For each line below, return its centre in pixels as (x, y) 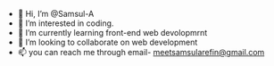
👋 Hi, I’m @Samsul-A (56, 14)
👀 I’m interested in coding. (66, 23)
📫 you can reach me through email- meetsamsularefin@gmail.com (141, 52)
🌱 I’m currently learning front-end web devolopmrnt (112, 33)
